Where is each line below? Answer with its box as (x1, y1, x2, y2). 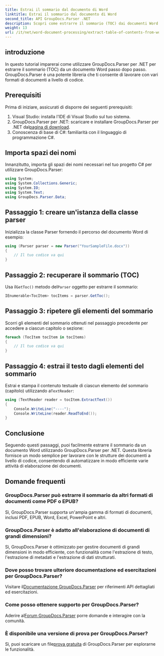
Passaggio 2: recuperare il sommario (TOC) (5, 271, 139, 279)
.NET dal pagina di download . (12, 124, 70, 130)
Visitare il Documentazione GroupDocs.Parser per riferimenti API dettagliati (5, 584, 155, 590)
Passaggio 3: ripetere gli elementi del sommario (5, 307, 153, 315)
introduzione (5, 48, 45, 56)
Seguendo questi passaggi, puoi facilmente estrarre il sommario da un (5, 442, 146, 448)
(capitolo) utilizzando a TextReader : (5, 388, 74, 394)
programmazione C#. (12, 134, 55, 140)
